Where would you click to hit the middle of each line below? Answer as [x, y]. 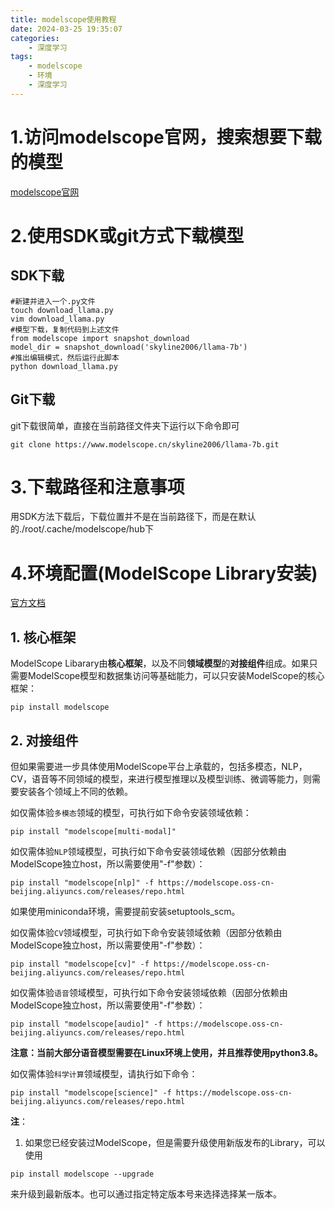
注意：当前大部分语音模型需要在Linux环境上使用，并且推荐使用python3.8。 [166, 1052]
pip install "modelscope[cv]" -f [80, 964]
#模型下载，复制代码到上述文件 [65, 329]
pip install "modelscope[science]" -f [91, 1093]
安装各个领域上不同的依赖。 [75, 791]
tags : [21, 57]
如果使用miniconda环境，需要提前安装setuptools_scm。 [125, 911]
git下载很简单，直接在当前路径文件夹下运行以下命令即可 [125, 425]
